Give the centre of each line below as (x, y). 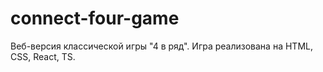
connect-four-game (95, 18)
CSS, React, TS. (43, 56)
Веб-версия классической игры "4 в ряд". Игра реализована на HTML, (161, 46)
